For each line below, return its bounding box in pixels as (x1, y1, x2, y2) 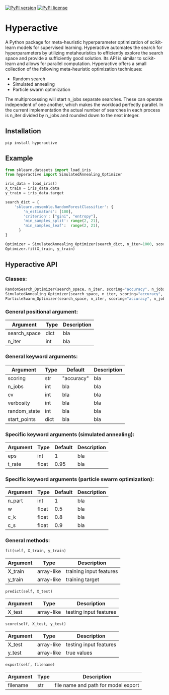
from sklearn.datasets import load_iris (5, 167, 92, 173)
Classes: (5, 276, 27, 282)
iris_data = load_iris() (5, 181, 57, 186)
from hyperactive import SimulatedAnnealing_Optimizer (5, 172, 123, 177)
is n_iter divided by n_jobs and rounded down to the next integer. (5, 112, 140, 118)
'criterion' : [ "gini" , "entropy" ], (23, 213, 98, 219)
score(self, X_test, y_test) (5, 621, 66, 627)
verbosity (8, 399, 30, 406)
